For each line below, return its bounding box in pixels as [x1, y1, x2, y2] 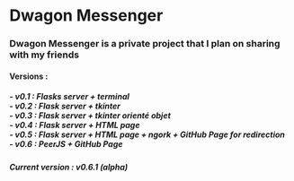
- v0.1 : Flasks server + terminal [9, 91, 130, 102]
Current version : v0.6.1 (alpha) [9, 161, 129, 172]
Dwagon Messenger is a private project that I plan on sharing [9, 38, 281, 50]
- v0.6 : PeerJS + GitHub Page [9, 139, 123, 150]
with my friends [9, 48, 79, 61]
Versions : [9, 71, 49, 82]
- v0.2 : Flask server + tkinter [9, 100, 121, 112]
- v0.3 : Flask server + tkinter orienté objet [9, 110, 171, 121]
